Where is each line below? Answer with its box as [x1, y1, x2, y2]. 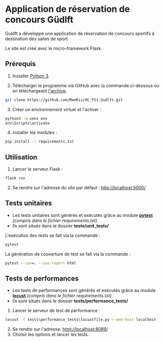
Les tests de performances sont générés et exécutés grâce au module [12, 287, 156, 293]
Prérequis [5, 60, 36, 68]
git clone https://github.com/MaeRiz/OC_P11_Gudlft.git [5, 97, 123, 102]
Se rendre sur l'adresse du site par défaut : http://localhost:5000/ [12, 185, 146, 191]
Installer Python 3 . [12, 73, 50, 79]
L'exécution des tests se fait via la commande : [5, 232, 101, 238]
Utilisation [5, 153, 38, 161]
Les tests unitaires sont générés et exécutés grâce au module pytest [12, 212, 153, 218]
